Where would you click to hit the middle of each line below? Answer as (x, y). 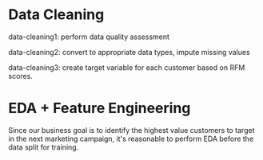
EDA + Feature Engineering (100, 108)
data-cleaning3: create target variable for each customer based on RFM (127, 67)
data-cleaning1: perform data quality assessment (89, 37)
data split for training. (44, 147)
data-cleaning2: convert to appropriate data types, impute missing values (129, 52)
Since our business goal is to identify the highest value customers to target (131, 130)
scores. (21, 76)
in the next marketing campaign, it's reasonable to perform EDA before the (131, 139)
